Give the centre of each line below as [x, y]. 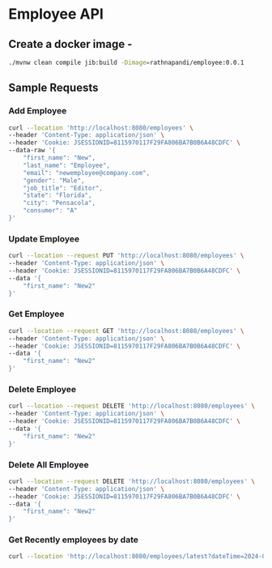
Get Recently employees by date [74, 540]
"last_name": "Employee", [67, 165]
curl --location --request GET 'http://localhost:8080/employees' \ [126, 331]
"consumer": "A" [51, 211]
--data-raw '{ [32, 151]
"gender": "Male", [54, 180]
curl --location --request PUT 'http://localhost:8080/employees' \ [126, 256]
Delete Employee [42, 389]
